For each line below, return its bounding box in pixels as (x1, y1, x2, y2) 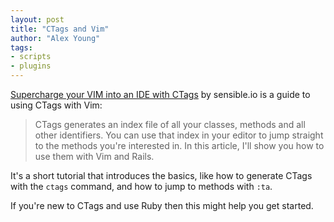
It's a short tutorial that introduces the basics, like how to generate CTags (10, 170, 313, 181)
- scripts (10, 52, 52, 62)
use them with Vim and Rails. (34, 151, 155, 162)
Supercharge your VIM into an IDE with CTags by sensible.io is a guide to (10, 89, 311, 100)
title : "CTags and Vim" (10, 24, 110, 34)
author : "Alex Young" (10, 33, 101, 43)
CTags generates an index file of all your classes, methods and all (34, 119, 306, 130)
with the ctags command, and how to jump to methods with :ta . (10, 181, 273, 192)
